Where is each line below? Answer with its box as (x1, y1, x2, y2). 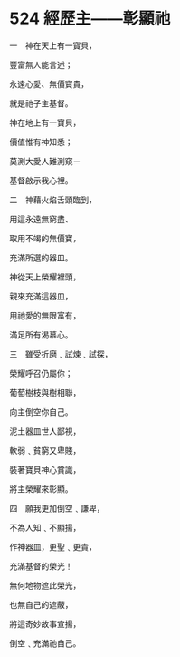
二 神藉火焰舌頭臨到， (9, 194, 97, 205)
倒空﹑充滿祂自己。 (9, 637, 81, 649)
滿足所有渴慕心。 (9, 328, 73, 340)
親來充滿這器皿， (9, 290, 73, 301)
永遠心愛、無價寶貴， (9, 78, 89, 89)
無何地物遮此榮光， (9, 580, 81, 591)
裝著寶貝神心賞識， (9, 464, 81, 475)
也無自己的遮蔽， (9, 599, 73, 610)
